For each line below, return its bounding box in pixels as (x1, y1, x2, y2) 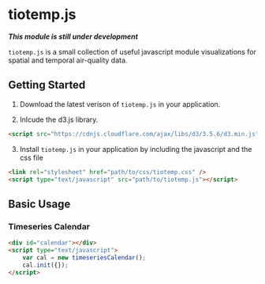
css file (19, 153, 43, 162)
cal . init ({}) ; (22, 261, 69, 269)
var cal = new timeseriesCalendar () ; (22, 253, 147, 262)
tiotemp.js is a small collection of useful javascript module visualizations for (8, 47, 256, 56)
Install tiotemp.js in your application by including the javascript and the (19, 144, 252, 153)
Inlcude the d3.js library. (19, 115, 99, 124)
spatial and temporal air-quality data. (8, 55, 128, 65)
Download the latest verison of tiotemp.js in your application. (19, 99, 221, 108)
